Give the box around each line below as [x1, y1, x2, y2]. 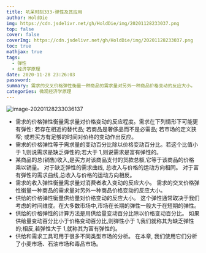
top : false [6, 26, 34, 32]
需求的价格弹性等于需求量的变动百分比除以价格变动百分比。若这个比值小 [15, 141, 198, 148]
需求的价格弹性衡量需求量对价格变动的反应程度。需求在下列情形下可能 [15, 117, 193, 125]
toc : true [6, 43, 32, 50]
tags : [6, 54, 20, 61]
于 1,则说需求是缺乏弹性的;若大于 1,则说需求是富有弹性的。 [15, 148, 162, 156]
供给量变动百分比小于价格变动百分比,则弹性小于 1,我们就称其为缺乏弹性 [15, 217, 194, 224]
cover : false [6, 32, 40, 38]
